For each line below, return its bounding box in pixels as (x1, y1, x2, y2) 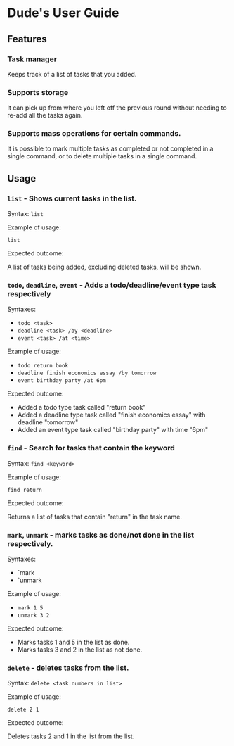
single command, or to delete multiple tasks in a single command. (7, 152, 197, 160)
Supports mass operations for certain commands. (7, 129, 181, 139)
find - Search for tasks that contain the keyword (7, 443, 175, 453)
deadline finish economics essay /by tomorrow (17, 369, 157, 377)
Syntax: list (7, 210, 44, 218)
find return (7, 486, 42, 493)
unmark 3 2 (17, 612, 50, 619)
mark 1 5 (17, 605, 44, 612)
